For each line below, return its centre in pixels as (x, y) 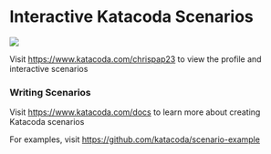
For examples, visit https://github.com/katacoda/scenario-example (135, 139)
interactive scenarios (49, 68)
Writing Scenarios (50, 92)
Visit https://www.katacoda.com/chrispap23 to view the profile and (135, 59)
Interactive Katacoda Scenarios (131, 17)
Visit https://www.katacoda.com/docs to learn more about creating (135, 112)
